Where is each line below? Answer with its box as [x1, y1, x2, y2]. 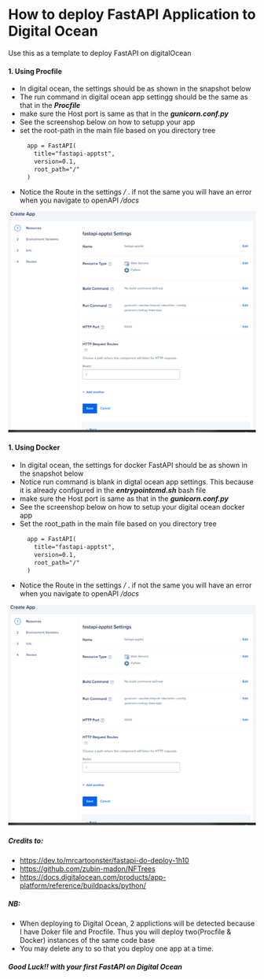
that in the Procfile [19, 101, 81, 110]
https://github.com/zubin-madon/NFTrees [19, 864, 156, 873]
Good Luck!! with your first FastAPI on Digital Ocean [8, 962, 182, 971]
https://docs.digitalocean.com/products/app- [19, 873, 167, 882]
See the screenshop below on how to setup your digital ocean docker [19, 502, 245, 511]
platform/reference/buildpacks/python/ [19, 881, 147, 891]
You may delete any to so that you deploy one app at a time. [19, 944, 214, 954]
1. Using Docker [8, 443, 60, 452]
